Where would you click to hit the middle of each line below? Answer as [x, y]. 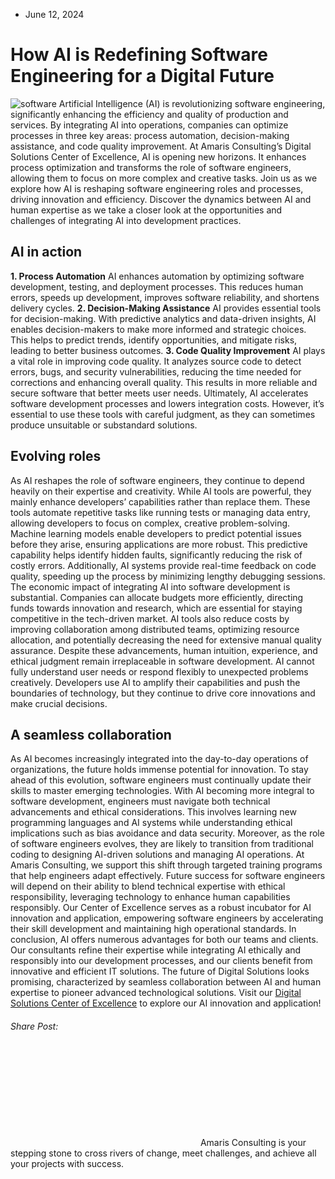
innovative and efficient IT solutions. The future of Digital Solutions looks [160, 971]
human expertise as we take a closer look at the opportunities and [146, 210]
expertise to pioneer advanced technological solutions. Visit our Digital [156, 993]
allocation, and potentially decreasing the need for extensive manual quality [166, 640]
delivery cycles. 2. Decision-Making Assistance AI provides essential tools [166, 308]
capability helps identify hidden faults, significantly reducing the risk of [156, 555]
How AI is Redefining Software [139, 55]
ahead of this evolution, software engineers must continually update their [161, 780]
